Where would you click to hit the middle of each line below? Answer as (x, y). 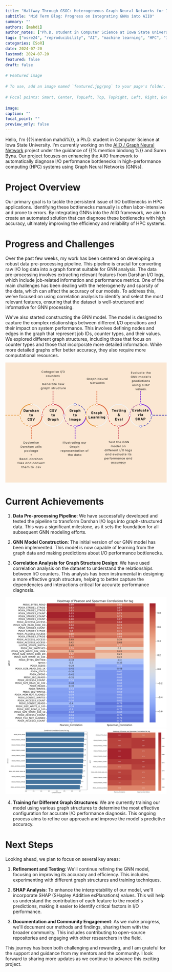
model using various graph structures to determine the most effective (86, 808)
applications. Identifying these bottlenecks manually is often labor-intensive (85, 207)
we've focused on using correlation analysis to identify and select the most (84, 296)
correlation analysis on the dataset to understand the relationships (82, 568)
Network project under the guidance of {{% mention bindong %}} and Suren (86, 150)
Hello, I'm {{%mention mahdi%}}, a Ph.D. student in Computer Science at (82, 139)
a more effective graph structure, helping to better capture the (78, 579)
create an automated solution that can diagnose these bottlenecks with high (85, 218)
